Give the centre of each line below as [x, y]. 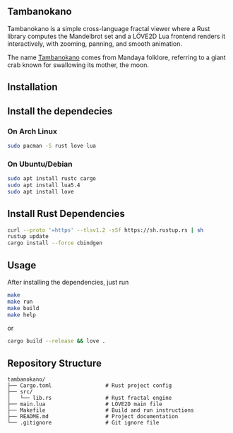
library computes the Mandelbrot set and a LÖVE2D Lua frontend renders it [116, 36]
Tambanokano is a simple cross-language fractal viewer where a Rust [109, 28]
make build [23, 308]
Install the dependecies [60, 111]
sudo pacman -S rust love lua [52, 146]
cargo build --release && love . [56, 341]
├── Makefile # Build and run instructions [101, 410]
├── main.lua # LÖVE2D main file [85, 404]
